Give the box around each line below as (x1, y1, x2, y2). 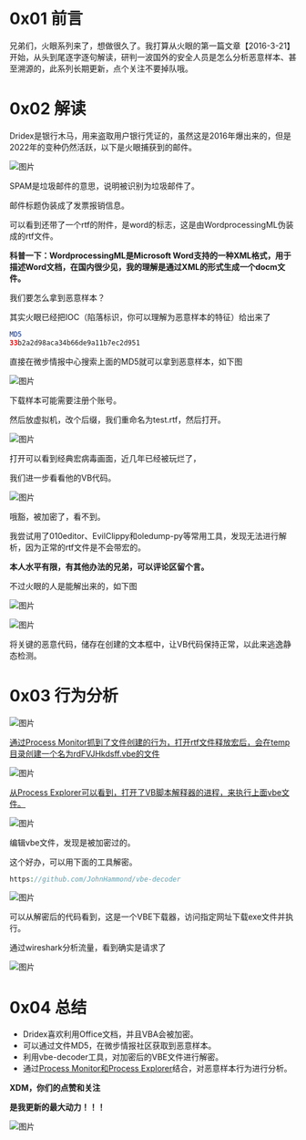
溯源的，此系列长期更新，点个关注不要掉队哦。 (16, 63, 193, 74)
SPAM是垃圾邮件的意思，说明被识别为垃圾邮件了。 (9, 180, 200, 192)
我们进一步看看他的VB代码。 (9, 472, 117, 483)
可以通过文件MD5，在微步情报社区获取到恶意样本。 (22, 1041, 217, 1052)
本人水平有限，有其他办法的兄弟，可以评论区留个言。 (9, 561, 209, 572)
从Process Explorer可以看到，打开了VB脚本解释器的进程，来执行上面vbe (9, 786, 282, 798)
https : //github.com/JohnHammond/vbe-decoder (9, 875, 181, 884)
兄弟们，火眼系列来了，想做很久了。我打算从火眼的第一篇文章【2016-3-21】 (9, 40, 295, 51)
